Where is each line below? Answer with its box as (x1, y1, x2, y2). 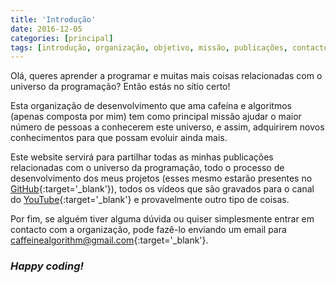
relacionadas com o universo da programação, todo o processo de (10, 162, 285, 174)
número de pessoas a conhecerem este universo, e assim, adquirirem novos (10, 121, 325, 133)
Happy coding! (10, 259, 85, 273)
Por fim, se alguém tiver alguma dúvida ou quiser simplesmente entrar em (10, 213, 315, 225)
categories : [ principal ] (10, 33, 114, 43)
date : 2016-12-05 (10, 24, 83, 34)
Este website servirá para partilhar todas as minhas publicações (10, 151, 274, 163)
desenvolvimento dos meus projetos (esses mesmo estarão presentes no (10, 172, 313, 185)
